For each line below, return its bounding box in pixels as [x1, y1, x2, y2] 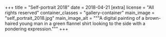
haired [5, 20, 18, 26]
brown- [145, 15, 161, 21]
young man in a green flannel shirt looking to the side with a [19, 20, 146, 26]
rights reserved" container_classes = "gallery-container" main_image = [5, 10, 155, 16]
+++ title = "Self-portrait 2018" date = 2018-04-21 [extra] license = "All [5, 5, 154, 10]
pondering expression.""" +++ [5, 26, 69, 32]
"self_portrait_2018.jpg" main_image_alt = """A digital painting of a [5, 15, 144, 21]
